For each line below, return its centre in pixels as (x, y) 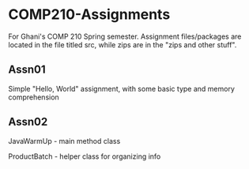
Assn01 (27, 70)
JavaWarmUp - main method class (64, 141)
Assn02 (28, 122)
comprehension (34, 97)
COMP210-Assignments (89, 15)
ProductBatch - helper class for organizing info (85, 156)
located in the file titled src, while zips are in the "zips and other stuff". (123, 44)
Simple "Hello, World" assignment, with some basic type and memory (122, 88)
